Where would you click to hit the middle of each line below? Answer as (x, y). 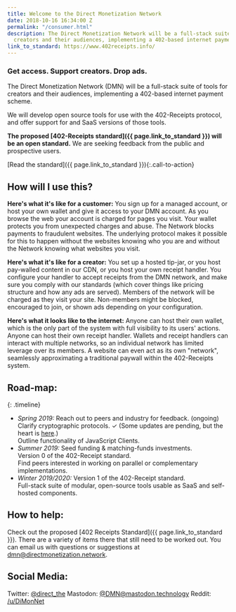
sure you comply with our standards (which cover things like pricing (105, 285)
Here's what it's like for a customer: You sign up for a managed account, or (118, 204)
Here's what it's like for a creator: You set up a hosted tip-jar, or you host (114, 262)
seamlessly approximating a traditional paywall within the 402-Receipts (111, 358)
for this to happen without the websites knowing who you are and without (113, 241)
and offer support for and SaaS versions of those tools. (87, 122)
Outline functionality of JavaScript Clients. (79, 440)
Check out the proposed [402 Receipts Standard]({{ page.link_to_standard (115, 532)
